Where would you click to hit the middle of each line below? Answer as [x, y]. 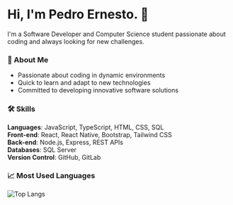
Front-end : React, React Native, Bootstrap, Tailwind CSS [90, 134]
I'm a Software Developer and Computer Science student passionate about [117, 34]
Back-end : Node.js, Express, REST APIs [66, 142]
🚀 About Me [28, 59]
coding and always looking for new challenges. [76, 41]
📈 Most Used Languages [51, 176]
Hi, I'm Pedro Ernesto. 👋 [78, 14]
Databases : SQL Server [42, 150]
